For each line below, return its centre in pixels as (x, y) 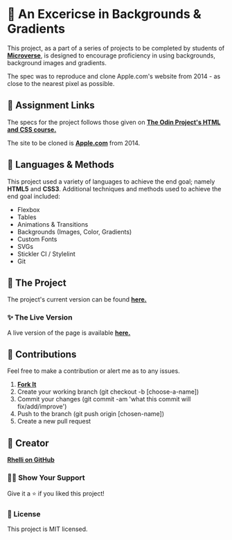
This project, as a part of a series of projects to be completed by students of (116, 48)
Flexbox (28, 209)
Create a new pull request (54, 421)
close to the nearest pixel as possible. (61, 83)
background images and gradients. (57, 62)
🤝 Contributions (42, 355)
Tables (27, 217)
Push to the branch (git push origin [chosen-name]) (91, 414)
